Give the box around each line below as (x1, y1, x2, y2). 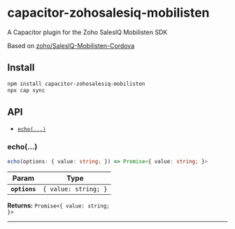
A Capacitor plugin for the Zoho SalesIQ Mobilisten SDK (7, 28, 168, 36)
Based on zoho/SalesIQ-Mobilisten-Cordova (7, 41, 135, 50)
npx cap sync (7, 87, 45, 94)
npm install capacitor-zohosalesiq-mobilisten (7, 80, 145, 87)
